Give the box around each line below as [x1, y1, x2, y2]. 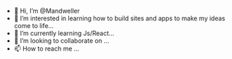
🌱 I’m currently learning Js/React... [13, 29, 115, 37]
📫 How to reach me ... [13, 44, 79, 53]
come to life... [13, 22, 54, 29]
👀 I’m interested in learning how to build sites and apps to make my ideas [13, 14, 226, 22]
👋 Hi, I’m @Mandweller [13, 7, 80, 15]
